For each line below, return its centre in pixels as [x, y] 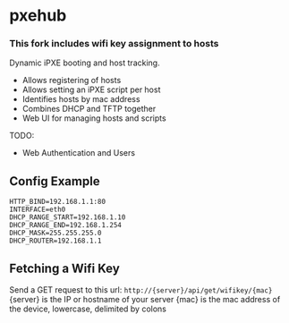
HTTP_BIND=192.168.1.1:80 [57, 202]
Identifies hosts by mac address [81, 99]
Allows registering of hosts [72, 81]
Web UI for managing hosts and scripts [94, 118]
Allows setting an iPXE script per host [91, 89]
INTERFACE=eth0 [38, 210]
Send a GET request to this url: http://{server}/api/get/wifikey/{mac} [141, 290]
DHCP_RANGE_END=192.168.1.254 [66, 225]
